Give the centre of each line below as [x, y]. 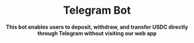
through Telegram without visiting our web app [97, 33]
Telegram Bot [97, 10]
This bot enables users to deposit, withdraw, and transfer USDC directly [97, 27]
